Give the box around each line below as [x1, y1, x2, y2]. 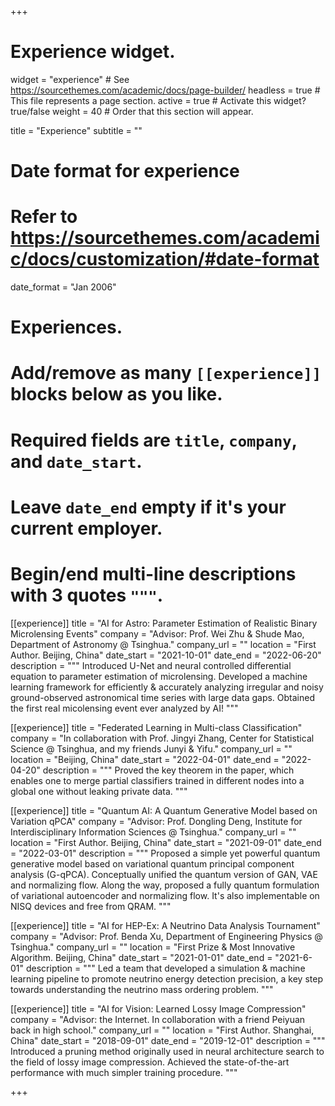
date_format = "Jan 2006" [10, 281, 117, 293]
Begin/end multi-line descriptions [10, 563, 297, 585]
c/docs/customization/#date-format [10, 248, 320, 271]
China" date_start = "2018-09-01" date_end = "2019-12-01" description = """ [10, 1034, 326, 1046]
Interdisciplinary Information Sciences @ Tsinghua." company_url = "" [10, 826, 297, 838]
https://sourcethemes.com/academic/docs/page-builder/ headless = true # [10, 84, 321, 96]
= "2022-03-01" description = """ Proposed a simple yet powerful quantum [10, 847, 321, 859]
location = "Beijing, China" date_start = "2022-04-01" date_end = [10, 753, 280, 765]
